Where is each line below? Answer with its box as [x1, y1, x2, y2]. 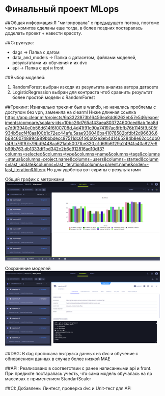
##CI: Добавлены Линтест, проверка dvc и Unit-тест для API [5, 385, 132, 391]
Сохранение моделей [5, 265, 51, 271]
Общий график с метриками [5, 176, 65, 182]
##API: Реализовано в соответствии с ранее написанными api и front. [5, 365, 152, 371]
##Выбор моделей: [5, 74, 46, 80]
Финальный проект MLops [5, 3, 119, 15]
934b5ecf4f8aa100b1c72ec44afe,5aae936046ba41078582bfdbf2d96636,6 [5, 130, 158, 136]
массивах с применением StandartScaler [5, 375, 92, 382]
